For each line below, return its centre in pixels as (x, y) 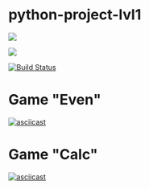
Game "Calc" (53, 155)
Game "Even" (55, 100)
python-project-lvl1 (75, 15)
